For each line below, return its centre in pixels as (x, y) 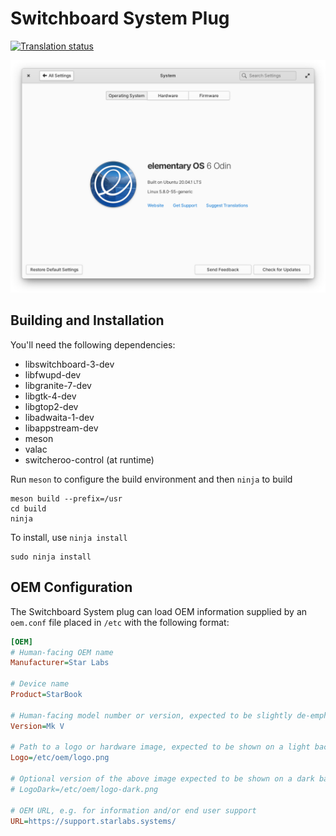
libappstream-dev (61, 428)
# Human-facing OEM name (62, 652)
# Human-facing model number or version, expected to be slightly (151, 715)
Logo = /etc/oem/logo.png (60, 758)
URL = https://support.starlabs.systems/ (93, 821)
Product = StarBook (46, 695)
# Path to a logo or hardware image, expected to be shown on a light (160, 747)
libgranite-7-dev (58, 385)
